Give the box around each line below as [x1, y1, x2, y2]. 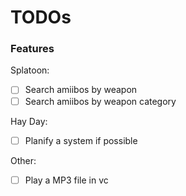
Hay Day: [10, 115, 48, 127]
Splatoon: [10, 64, 50, 76]
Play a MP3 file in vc [24, 174, 109, 186]
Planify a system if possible [24, 134, 138, 146]
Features [10, 42, 55, 56]
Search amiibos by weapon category [24, 95, 177, 107]
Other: [10, 154, 37, 166]
